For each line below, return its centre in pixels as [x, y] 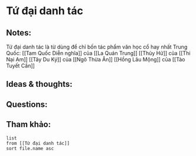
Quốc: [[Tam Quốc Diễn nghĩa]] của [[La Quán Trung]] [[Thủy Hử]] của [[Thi [98, 53]
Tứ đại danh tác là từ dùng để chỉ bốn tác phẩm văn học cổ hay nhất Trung [97, 47]
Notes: [19, 33]
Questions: [27, 104]
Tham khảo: [29, 124]
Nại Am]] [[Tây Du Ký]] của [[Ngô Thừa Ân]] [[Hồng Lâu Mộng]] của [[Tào [96, 59]
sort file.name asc [30, 148]
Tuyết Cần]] [21, 66]
